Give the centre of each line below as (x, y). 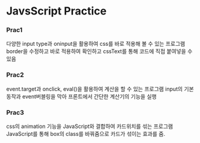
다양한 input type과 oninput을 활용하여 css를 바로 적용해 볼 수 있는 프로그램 (96, 44)
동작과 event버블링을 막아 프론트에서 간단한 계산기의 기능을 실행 (81, 96)
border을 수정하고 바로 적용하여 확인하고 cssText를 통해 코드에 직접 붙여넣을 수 (99, 51)
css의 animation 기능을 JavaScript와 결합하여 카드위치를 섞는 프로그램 (90, 126)
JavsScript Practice (56, 11)
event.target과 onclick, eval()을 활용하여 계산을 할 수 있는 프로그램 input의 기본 (100, 89)
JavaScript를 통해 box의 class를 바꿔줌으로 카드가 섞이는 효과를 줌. (86, 134)
